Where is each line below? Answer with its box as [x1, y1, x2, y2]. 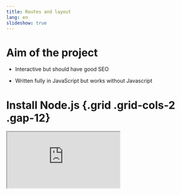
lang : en [6, 14, 28, 20]
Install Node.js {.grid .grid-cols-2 [6, 98, 176, 112]
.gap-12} [6, 111, 51, 125]
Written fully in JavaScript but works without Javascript [14, 77, 153, 85]
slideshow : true [6, 20, 47, 26]
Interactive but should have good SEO [14, 65, 109, 73]
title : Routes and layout [6, 8, 71, 15]
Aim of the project [6, 46, 98, 59]
